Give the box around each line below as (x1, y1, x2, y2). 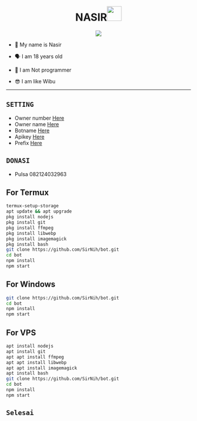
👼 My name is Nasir (14, 41, 62, 48)
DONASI (6, 156, 30, 165)
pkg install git (6, 220, 46, 225)
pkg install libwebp (6, 230, 57, 236)
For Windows (6, 279, 56, 289)
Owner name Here (14, 120, 59, 127)
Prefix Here (14, 139, 42, 146)
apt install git (6, 348, 46, 355)
